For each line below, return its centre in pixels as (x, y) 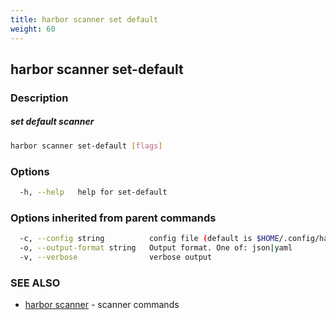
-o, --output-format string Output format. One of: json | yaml (156, 248)
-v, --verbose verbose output (116, 257)
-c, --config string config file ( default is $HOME (149, 239)
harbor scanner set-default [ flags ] (86, 146)
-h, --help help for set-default (93, 192)
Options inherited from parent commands (113, 218)
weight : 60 (33, 29)
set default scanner (52, 122)
